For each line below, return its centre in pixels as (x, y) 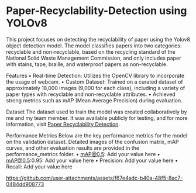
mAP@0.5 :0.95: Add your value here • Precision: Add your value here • (92, 160)
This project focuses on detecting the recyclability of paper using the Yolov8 (98, 39)
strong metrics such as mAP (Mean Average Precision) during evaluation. (94, 100)
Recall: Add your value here (39, 166)
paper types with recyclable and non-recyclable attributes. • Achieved (91, 94)
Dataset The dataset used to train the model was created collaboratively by (97, 112)
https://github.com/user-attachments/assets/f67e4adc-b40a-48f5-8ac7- (94, 178)
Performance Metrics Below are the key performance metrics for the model (97, 135)
